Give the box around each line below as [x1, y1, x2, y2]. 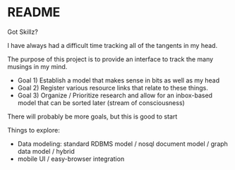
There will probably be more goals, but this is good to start [7, 112, 178, 121]
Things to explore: [7, 126, 60, 134]
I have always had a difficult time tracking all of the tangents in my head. [7, 41, 217, 49]
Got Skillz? [7, 28, 39, 36]
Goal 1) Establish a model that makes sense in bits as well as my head [17, 75, 220, 85]
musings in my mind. [7, 62, 68, 71]
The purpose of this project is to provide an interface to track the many [7, 54, 214, 63]
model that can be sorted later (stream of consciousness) [17, 98, 185, 107]
